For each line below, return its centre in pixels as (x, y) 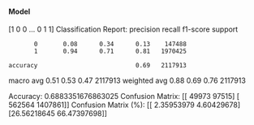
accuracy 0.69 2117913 (97, 66)
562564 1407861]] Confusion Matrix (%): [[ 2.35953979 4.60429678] (125, 105)
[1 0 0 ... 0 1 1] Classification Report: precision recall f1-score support (123, 29)
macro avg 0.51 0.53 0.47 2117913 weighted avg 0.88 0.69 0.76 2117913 (127, 80)
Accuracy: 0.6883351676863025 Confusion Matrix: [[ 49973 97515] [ (124, 97)
